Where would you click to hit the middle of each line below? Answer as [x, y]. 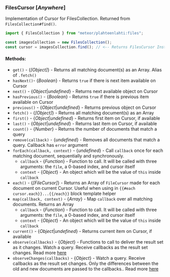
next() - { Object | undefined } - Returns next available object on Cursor [85, 91]
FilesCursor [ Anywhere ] [35, 8]
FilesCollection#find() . [31, 24]
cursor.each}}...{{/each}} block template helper [64, 193]
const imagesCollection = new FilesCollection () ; [59, 43]
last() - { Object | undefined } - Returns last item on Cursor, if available [85, 124]
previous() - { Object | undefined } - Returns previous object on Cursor [84, 107]
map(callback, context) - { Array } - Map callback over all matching [82, 199]
